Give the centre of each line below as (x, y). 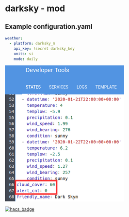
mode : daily (26, 59)
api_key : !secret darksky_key (44, 49)
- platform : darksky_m (32, 43)
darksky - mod (35, 9)
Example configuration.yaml (49, 27)
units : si (24, 54)
